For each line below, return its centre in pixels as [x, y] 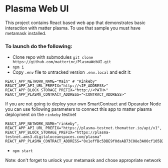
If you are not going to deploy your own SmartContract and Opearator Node [83, 104]
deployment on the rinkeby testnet [41, 115]
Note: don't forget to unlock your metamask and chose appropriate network [83, 160]
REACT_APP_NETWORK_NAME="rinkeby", [42, 124]
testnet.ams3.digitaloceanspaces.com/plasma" [53, 137]
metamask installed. [26, 33]
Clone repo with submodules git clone [53, 57]
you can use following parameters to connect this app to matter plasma [78, 109]
